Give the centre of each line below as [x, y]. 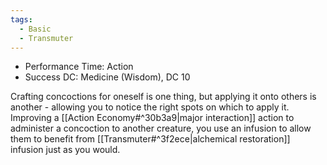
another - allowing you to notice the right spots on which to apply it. [150, 107]
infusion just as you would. [65, 150]
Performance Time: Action [79, 67]
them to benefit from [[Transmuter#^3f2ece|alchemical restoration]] [150, 139]
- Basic [35, 29]
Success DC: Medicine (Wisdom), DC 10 [107, 77]
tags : [21, 19]
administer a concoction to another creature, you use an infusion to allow [161, 128]
